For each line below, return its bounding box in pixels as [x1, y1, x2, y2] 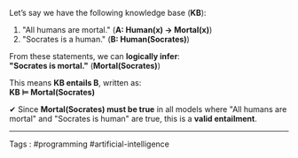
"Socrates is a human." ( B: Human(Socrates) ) [21, 34, 191, 44]
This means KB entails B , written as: [9, 78, 142, 87]
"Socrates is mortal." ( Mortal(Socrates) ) [9, 61, 161, 71]
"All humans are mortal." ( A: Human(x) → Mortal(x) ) [21, 25, 213, 34]
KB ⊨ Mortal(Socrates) [9, 87, 96, 97]
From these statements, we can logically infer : [9, 51, 180, 61]
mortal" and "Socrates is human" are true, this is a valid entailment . [9, 114, 257, 124]
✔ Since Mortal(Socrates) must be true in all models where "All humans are [9, 104, 287, 114]
